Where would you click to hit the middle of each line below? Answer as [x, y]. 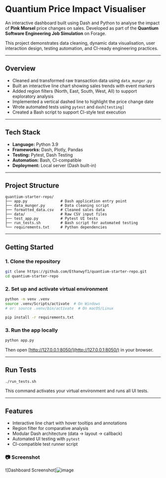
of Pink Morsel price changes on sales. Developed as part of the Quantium [82, 28]
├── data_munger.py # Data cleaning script [57, 206]
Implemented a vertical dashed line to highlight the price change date [83, 101]
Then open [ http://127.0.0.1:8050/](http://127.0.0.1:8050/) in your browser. [79, 350]
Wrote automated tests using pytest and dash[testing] [68, 107]
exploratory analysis [33, 96]
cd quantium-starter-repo [32, 276]
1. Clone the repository [33, 261]
